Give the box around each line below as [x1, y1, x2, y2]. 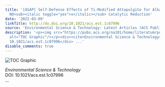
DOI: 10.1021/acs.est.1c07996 [5, 72, 64, 78]
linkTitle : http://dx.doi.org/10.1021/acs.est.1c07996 [5, 21, 120, 26]
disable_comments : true [5, 44, 54, 49]
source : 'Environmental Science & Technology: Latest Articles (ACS [5, 26, 148, 30]
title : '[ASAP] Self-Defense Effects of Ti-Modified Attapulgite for [5, 7, 151, 12]
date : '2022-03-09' [5, 16, 45, 21]
